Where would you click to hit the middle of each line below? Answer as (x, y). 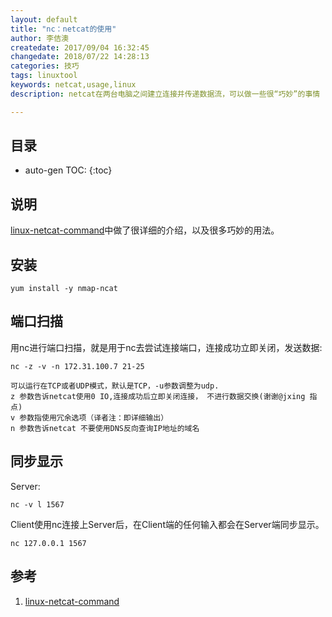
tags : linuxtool (44, 76)
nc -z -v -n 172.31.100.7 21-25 (77, 366)
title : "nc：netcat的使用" (63, 29)
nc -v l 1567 (37, 504)
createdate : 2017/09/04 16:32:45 (80, 47)
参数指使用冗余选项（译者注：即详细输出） (94, 417)
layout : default (44, 19)
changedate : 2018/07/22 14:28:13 (80, 57)
